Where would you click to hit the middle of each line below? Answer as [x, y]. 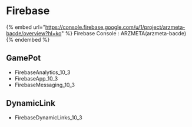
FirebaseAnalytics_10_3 [42, 72]
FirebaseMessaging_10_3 [45, 85]
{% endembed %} [28, 39]
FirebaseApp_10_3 [36, 78]
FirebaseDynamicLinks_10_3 [48, 117]
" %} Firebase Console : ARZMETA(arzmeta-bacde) [124, 33]
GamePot [24, 58]
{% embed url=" [26, 27]
